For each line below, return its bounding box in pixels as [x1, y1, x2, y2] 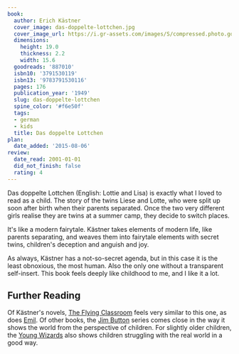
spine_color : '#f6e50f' [14, 103, 84, 110]
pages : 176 [14, 83, 46, 90]
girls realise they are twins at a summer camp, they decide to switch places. [7, 211, 230, 220]
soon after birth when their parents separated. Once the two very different [7, 203, 225, 212]
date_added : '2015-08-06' [14, 143, 91, 150]
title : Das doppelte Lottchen [14, 129, 103, 136]
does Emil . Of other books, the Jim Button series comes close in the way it [7, 316, 225, 324]
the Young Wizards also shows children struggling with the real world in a [7, 331, 223, 340]
